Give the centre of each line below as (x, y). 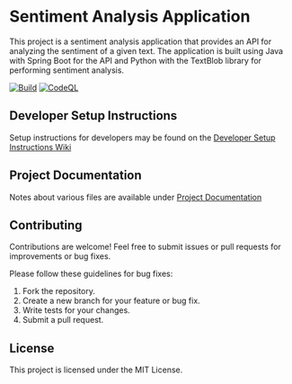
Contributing (46, 225)
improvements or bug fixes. (60, 256)
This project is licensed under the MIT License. (96, 370)
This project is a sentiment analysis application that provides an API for (141, 41)
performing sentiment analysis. (66, 70)
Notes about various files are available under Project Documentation (136, 197)
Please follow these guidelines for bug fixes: (91, 274)
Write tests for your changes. (76, 310)
